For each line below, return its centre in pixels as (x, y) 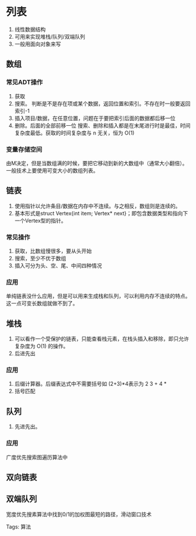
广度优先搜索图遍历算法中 (37, 457)
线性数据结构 (30, 29)
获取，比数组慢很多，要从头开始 (53, 251)
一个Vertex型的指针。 (40, 221)
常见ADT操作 (24, 83)
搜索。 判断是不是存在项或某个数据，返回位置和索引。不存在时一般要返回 (102, 104)
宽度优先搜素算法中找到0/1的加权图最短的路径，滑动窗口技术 (79, 514)
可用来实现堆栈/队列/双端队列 (50, 36)
